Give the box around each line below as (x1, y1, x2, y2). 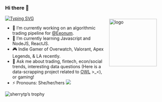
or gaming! (12, 74, 34, 80)
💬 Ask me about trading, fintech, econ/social (12, 58, 103, 64)
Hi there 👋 (5, 4, 29, 11)
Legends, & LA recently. (12, 53, 61, 59)
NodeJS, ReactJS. (12, 41, 49, 47)
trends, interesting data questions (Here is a (12, 64, 102, 70)
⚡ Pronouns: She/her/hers (12, 80, 65, 86)
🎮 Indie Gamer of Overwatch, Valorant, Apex (12, 46, 104, 52)
